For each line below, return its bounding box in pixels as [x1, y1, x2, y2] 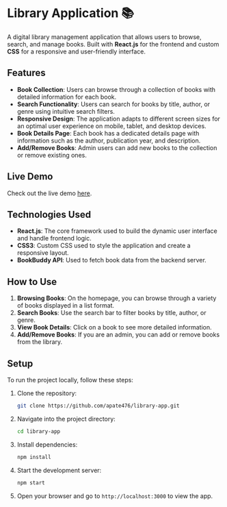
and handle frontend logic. [16, 234, 92, 243]
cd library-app [16, 428, 61, 435]
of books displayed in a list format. [16, 301, 115, 310]
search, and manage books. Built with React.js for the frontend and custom [7, 40, 219, 48]
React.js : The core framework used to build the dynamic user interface [16, 227, 217, 235]
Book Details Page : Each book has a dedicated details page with [16, 129, 200, 137]
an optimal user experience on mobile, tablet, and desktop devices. [16, 121, 206, 130]
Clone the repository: [16, 389, 77, 397]
